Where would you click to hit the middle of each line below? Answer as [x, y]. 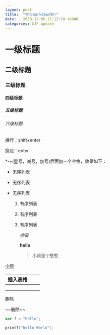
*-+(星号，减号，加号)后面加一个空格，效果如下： [56, 161]
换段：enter [17, 150]
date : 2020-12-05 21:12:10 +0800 [42, 19]
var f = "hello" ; [23, 319]
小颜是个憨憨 [45, 255]
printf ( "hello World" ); [30, 328]
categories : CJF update [30, 24]
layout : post [19, 10]
